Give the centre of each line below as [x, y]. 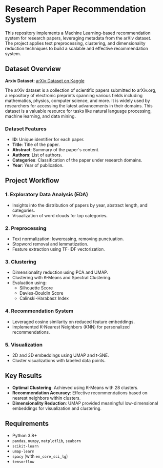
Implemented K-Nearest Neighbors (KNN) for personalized [71, 327]
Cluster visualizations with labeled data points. [59, 360]
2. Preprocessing [26, 228]
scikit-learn [25, 446]
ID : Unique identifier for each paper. [48, 140]
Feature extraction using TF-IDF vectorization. [59, 249]
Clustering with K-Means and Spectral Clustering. [62, 278]
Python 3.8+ [25, 435]
